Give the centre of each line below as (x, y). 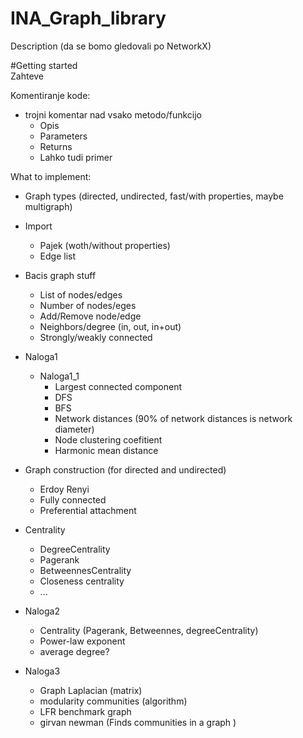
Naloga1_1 (59, 376)
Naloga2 (42, 611)
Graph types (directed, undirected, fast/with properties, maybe (154, 196)
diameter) (74, 429)
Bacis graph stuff (60, 275)
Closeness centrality (82, 581)
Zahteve (27, 76)
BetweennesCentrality (85, 570)
